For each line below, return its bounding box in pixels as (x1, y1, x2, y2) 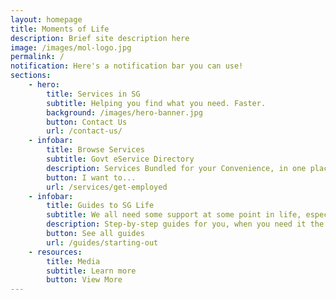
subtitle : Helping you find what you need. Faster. (46, 98, 267, 108)
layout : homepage (10, 14, 83, 25)
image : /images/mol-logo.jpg (10, 42, 132, 53)
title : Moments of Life (10, 24, 110, 34)
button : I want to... (46, 172, 137, 183)
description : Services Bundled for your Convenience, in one (46, 163, 307, 173)
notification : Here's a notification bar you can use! (10, 61, 244, 71)
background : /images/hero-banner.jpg (46, 107, 203, 118)
